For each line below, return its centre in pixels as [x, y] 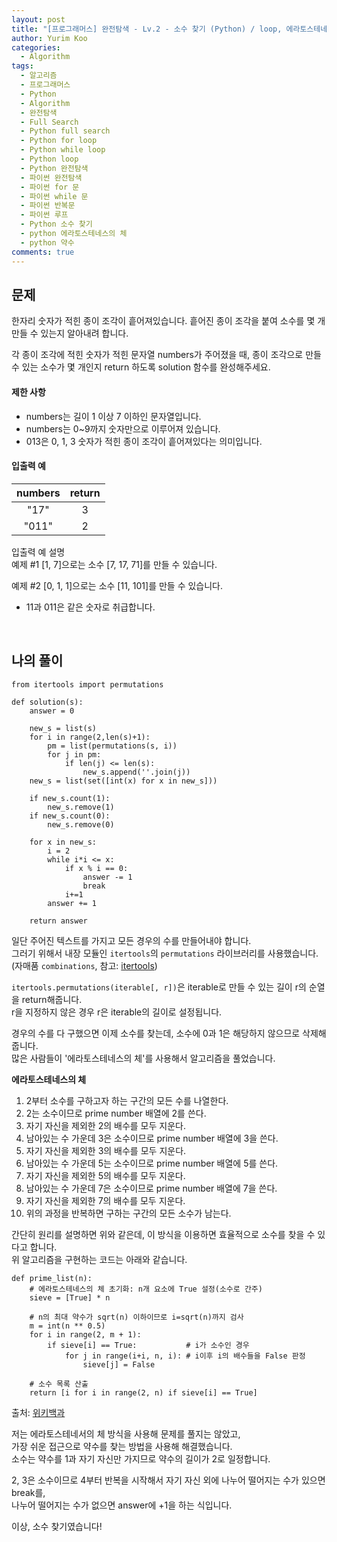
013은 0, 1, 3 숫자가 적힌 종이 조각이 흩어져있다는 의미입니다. [144, 441]
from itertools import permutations [87, 684]
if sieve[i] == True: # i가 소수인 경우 [148, 1345]
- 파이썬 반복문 [48, 206]
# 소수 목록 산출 [59, 1384]
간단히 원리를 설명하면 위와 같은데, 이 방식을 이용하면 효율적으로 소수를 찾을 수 [163, 1234]
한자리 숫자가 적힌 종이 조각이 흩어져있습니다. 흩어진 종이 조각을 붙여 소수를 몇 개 [168, 321]
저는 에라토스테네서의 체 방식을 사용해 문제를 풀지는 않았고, [126, 1433]
